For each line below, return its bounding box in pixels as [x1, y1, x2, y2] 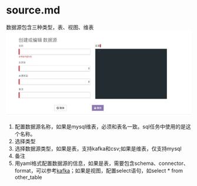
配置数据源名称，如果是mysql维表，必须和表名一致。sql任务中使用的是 [14, 123, 186, 130]
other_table [14, 174, 42, 181]
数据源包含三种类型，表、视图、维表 [6, 23, 94, 31]
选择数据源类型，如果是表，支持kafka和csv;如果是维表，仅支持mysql [14, 145, 182, 152]
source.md [6, 4, 61, 17]
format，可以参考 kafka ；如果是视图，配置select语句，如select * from [14, 167, 183, 174]
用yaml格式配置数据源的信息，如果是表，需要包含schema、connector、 [14, 160, 189, 167]
